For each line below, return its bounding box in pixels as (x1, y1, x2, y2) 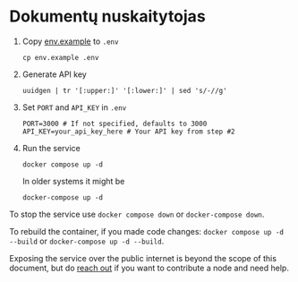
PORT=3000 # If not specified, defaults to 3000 (21, 119, 208, 128)
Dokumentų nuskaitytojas (9, 6, 206, 27)
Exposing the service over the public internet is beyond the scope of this (9, 252, 277, 263)
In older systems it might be (21, 175, 125, 186)
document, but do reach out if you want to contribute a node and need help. (9, 262, 289, 273)
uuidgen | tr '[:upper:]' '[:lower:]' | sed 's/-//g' (21, 86, 227, 95)
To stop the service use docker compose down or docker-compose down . (9, 209, 265, 219)
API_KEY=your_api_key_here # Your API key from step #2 (21, 127, 235, 136)
